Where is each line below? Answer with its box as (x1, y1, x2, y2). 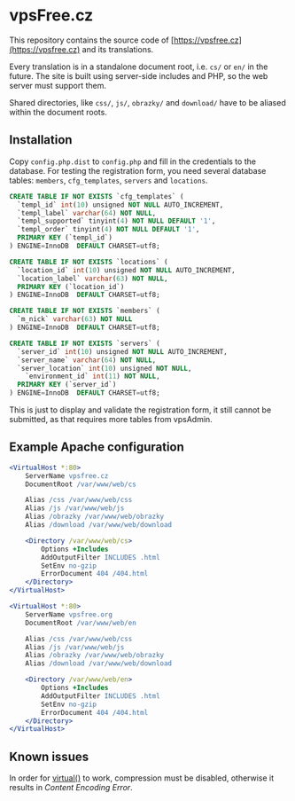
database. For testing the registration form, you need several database (9, 165, 267, 176)
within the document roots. (9, 106, 108, 117)
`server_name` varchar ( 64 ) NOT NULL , (17, 356, 157, 365)
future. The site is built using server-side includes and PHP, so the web (9, 70, 268, 81)
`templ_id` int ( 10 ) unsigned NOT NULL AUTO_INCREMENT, (17, 200, 224, 209)
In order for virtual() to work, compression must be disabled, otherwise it (9, 773, 275, 783)
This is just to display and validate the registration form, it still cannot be (9, 404, 272, 415)
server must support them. (9, 80, 106, 90)
